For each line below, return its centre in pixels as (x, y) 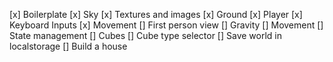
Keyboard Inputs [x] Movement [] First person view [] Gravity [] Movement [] (166, 25)
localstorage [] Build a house (68, 46)
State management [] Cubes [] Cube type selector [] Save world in (145, 35)
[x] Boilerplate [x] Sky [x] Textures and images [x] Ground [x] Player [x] (156, 14)
